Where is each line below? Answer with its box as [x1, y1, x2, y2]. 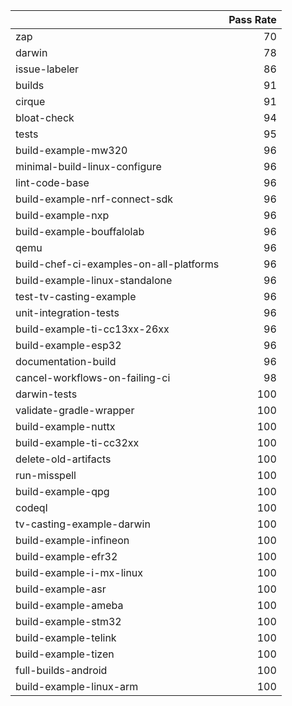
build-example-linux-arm [15, 680, 139, 693]
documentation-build [15, 355, 117, 368]
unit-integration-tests [15, 306, 120, 319]
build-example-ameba [15, 599, 124, 612]
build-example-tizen [15, 647, 115, 661]
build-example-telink [15, 631, 117, 644]
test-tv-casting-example [15, 290, 137, 303]
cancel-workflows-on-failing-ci [15, 371, 171, 384]
